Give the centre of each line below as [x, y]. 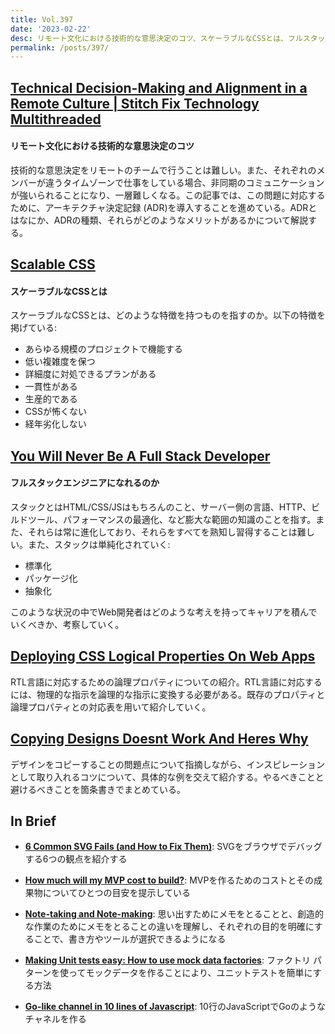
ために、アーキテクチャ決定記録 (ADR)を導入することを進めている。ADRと [164, 207]
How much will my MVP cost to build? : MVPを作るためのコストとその [169, 880]
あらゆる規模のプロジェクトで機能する [103, 349]
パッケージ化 [51, 578]
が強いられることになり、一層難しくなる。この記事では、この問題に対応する [168, 195]
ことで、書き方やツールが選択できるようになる [130, 939]
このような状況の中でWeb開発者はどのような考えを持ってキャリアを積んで [164, 612]
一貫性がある [51, 387]
